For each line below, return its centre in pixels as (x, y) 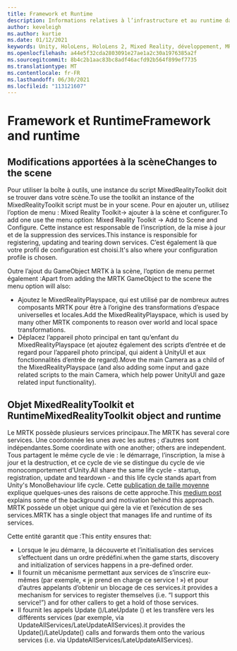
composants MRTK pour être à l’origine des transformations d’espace (119, 307)
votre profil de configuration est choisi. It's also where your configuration (113, 250)
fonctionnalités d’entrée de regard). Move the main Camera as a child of (121, 360)
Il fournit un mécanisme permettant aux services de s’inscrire (107, 573)
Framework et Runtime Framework (109, 121)
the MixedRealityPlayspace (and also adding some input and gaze (113, 367)
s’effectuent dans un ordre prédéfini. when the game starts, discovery (118, 558)
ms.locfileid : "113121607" (47, 86)
